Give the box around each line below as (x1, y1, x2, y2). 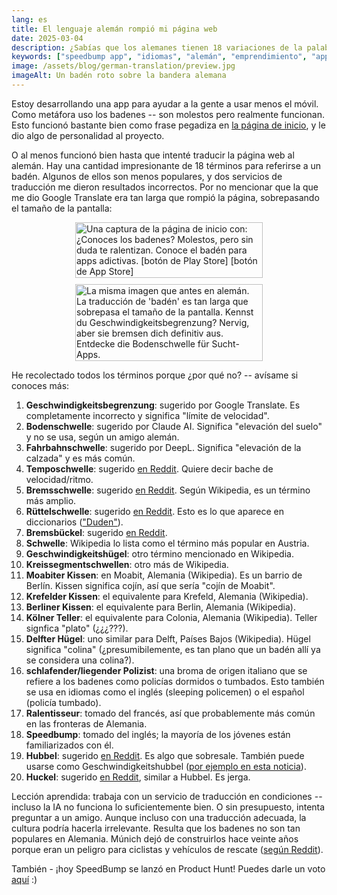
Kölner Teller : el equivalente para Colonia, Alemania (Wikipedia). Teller (25, 611, 318, 623)
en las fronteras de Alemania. (25, 717, 148, 730)
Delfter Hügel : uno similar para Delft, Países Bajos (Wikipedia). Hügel (25, 632, 311, 645)
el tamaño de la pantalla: (11, 202, 113, 214)
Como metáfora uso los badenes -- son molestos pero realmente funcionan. (11, 108, 326, 120)
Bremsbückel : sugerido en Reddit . (25, 526, 168, 538)
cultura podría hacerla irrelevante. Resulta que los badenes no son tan (11, 822, 301, 834)
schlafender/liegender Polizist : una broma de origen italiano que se (25, 664, 308, 676)
